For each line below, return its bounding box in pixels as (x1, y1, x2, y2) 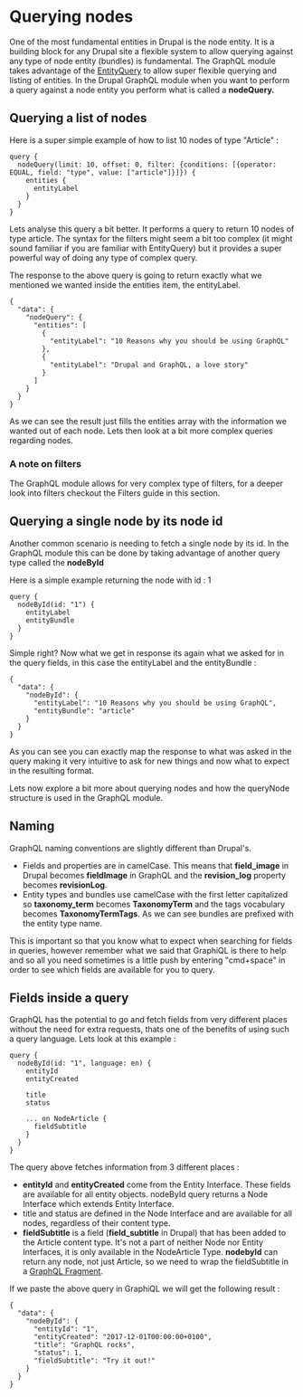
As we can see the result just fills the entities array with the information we (9, 415, 288, 426)
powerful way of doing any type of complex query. (9, 252, 198, 263)
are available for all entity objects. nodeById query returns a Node (22, 1189, 269, 1200)
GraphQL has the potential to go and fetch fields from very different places (9, 1014, 288, 1025)
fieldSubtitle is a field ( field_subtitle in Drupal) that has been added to (22, 1228, 287, 1239)
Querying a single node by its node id (9, 514, 223, 529)
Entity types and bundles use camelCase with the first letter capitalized (22, 889, 289, 899)
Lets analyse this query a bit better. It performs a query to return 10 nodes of (9, 223, 295, 234)
